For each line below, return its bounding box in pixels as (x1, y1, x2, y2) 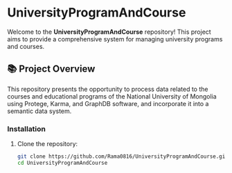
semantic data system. (7, 107, 72, 115)
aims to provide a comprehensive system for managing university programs (7, 34, 223, 43)
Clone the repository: (17, 140, 78, 148)
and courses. (7, 42, 45, 50)
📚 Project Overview (7, 63, 96, 75)
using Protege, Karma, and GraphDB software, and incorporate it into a (7, 99, 209, 108)
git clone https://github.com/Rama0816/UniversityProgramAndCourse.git (17, 153, 229, 160)
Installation (7, 124, 46, 134)
